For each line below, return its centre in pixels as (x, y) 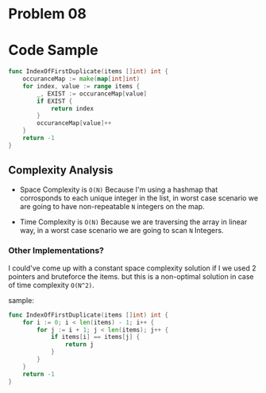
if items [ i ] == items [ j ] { (95, 337)
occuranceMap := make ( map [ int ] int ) (81, 79)
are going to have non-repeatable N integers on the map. (112, 206)
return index (72, 108)
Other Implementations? (56, 251)
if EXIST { (55, 101)
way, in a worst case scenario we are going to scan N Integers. (121, 230)
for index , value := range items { (81, 86)
